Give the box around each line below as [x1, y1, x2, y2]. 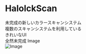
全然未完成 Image [5, 37, 40, 44]
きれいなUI [5, 32, 27, 37]
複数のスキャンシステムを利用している [5, 25, 82, 32]
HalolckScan [5, 3, 57, 14]
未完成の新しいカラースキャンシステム [5, 19, 82, 25]
